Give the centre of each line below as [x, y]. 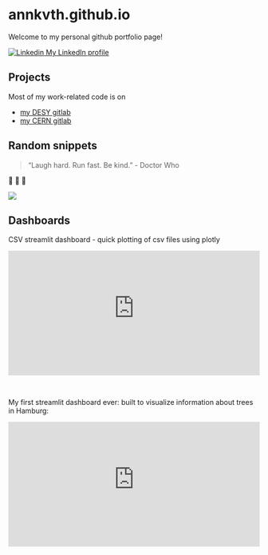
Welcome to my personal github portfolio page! [86, 37]
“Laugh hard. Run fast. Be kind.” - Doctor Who [103, 165]
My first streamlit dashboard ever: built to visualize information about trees [131, 402]
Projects [30, 77]
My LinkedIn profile [77, 52]
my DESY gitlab [45, 112]
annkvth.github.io [69, 15]
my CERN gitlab [45, 121]
